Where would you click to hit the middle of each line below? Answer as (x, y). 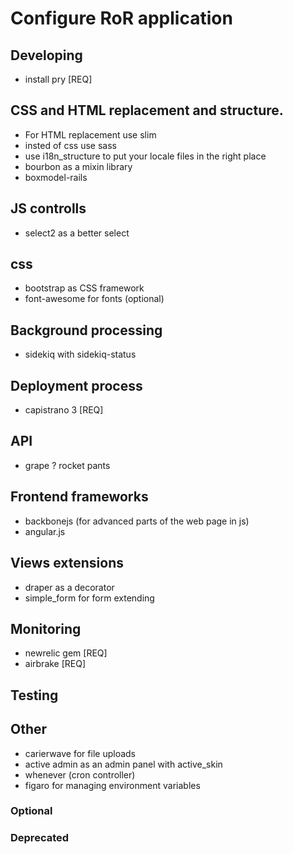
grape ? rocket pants (67, 465)
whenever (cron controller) (80, 774)
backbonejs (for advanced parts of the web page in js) (137, 521)
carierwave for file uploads (80, 753)
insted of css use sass (70, 145)
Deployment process (76, 385)
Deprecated (40, 838)
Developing (46, 55)
